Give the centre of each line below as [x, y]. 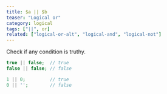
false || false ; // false [39, 69]
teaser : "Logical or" [34, 18]
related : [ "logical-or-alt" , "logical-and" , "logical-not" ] [84, 35]
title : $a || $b [27, 12]
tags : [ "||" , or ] [28, 29]
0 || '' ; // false [39, 85]
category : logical [29, 23]
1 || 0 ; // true [38, 79]
